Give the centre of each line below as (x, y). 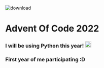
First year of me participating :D (45, 60)
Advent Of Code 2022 (52, 29)
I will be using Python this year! (45, 46)
